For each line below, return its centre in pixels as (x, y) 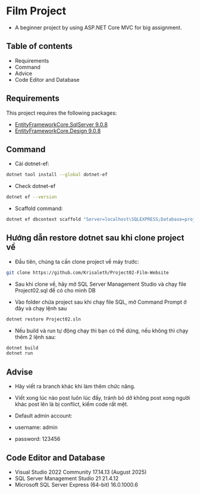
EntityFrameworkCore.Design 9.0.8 (58, 131)
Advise (20, 372)
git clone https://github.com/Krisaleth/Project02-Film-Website (87, 273)
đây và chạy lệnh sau (41, 308)
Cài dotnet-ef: (32, 164)
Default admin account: (43, 416)
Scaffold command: (39, 209)
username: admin (36, 427)
